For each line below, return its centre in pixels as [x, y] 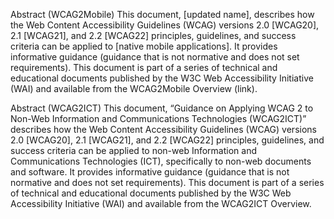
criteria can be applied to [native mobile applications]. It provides [144, 46]
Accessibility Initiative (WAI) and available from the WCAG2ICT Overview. [161, 203]
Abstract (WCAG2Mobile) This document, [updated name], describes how [162, 14]
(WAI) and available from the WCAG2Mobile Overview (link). [134, 88]
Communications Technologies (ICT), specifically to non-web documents [161, 161]
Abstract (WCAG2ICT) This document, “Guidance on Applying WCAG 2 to [162, 108]
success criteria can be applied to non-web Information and [133, 150]
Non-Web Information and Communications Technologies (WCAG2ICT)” [158, 118]
